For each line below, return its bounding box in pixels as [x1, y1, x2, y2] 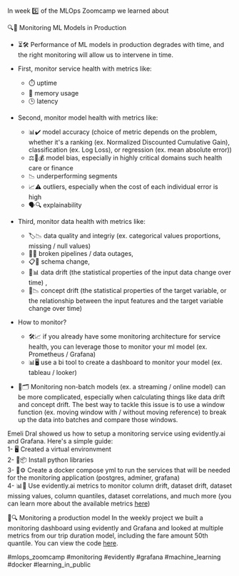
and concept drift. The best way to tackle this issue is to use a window [17, 401, 225, 408]
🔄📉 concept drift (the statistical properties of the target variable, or [28, 287, 227, 294]
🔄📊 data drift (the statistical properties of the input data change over [28, 268, 232, 277]
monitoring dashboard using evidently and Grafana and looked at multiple [7, 524, 223, 532]
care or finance [28, 164, 73, 172]
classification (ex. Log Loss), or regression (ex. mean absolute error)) [28, 145, 232, 154]
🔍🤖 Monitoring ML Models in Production [7, 24, 127, 31]
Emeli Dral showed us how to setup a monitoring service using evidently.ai [7, 429, 226, 438]
